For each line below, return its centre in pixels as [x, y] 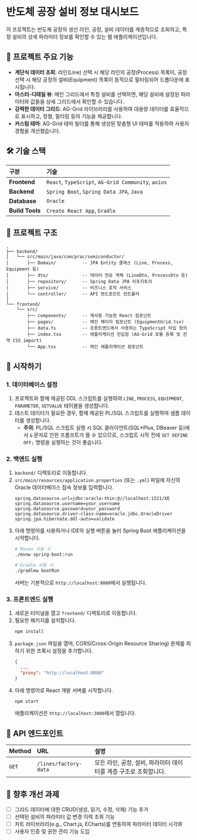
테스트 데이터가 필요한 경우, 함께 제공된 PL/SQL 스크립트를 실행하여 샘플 [97, 413]
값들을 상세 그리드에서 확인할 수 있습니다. [77, 101]
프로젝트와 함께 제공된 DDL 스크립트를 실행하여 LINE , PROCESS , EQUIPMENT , [99, 399]
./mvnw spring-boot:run [44, 555]
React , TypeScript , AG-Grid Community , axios [106, 182]
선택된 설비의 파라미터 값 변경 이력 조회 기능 [65, 817]
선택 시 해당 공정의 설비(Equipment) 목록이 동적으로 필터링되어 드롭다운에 [99, 79]
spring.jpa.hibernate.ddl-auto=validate [64, 519]
